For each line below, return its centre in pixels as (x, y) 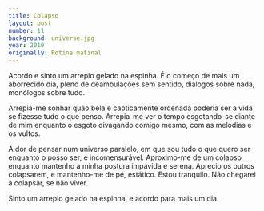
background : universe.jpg (51, 38)
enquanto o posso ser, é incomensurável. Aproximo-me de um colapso (125, 157)
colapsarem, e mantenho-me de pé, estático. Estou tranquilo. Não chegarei (132, 174)
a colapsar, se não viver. (48, 183)
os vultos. (24, 133)
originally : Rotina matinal (55, 53)
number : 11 (26, 30)
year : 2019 (26, 46)
